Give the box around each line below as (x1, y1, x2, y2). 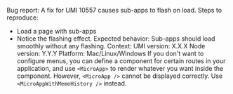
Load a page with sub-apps (16, 27, 97, 35)
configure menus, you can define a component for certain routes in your (16, 57, 226, 65)
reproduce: (6, 13, 39, 22)
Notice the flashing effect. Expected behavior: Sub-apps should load (16, 34, 215, 43)
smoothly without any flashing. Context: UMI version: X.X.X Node (16, 42, 206, 50)
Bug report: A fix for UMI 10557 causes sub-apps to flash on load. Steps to (6, 6, 222, 14)
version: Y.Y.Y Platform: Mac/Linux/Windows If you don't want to (16, 49, 204, 58)
